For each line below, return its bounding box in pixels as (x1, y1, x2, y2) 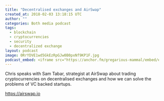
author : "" (5, 16, 27, 21)
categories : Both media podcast (5, 21, 71, 26)
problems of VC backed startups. (5, 81, 72, 87)
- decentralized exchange (9, 44, 62, 49)
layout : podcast (5, 48, 38, 53)
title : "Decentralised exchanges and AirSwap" (5, 7, 102, 12)
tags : (5, 25, 16, 30)
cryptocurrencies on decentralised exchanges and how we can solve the (5, 76, 151, 82)
